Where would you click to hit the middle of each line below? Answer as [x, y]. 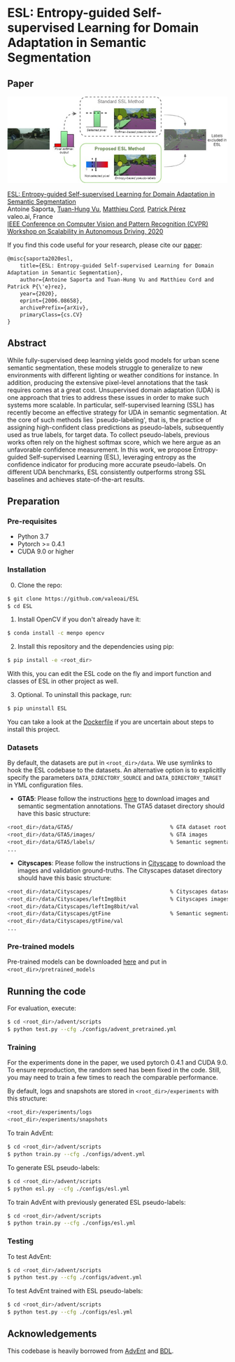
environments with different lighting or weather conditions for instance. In [113, 375]
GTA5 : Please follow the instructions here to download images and [113, 799]
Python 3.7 [33, 537]
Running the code [47, 991]
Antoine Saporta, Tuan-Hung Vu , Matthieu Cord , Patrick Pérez [97, 209]
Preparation [34, 502]
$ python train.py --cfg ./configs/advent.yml [76, 1154]
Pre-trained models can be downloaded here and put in [87, 962]
